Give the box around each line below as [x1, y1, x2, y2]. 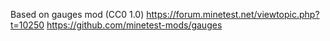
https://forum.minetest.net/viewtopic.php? [146, 9, 320, 20]
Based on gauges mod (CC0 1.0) [10, 9, 145, 20]
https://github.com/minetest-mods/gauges [46, 19, 223, 31]
